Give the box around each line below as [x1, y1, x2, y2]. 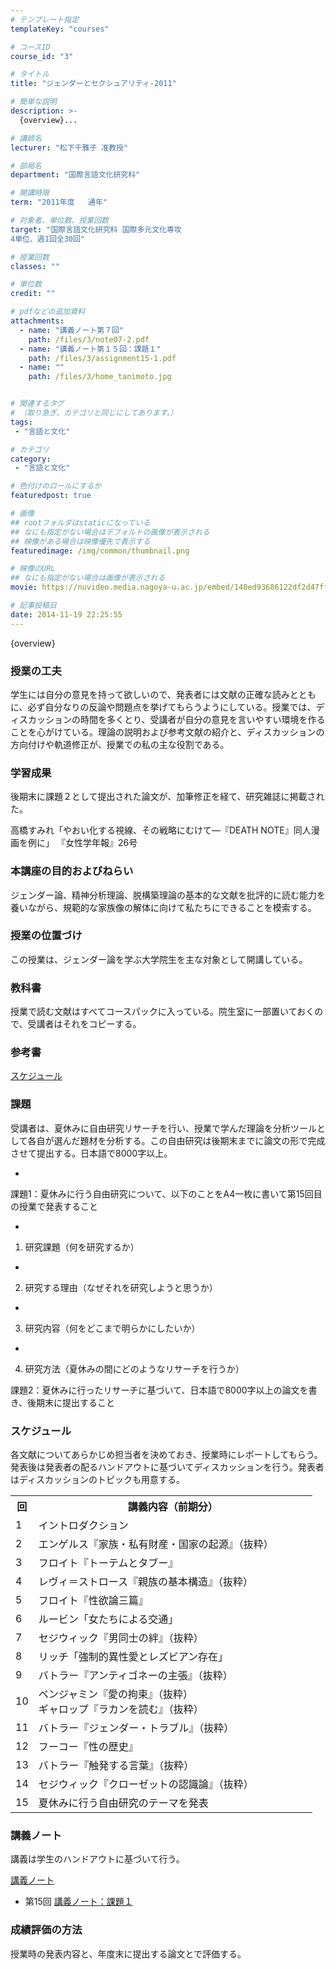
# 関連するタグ [10, 399, 65, 409]
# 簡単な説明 [10, 97, 57, 107]
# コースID [10, 42, 51, 52]
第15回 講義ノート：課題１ [24, 1896, 133, 1908]
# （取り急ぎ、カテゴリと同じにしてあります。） [10, 408, 178, 418]
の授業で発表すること [10, 1200, 98, 1212]
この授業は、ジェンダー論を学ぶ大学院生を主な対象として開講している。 [10, 953, 308, 965]
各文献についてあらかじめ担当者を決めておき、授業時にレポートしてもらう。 [10, 1449, 323, 1460]
